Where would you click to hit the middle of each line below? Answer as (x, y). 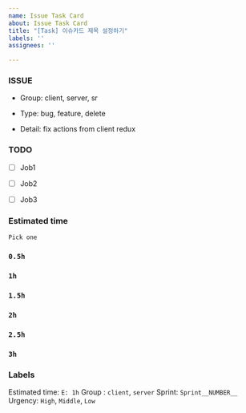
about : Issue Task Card (48, 23)
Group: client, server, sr (59, 98)
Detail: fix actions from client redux (78, 129)
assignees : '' (32, 46)
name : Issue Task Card (46, 16)
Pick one (23, 237)
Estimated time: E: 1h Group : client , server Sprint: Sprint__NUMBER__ (123, 392)
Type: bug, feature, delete (63, 114)
